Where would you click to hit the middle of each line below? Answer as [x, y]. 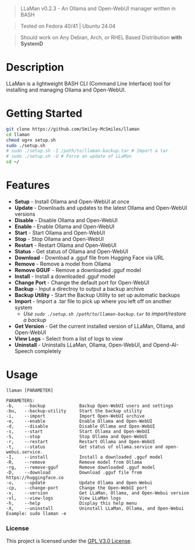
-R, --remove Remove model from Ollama [74, 462]
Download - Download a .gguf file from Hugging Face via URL [89, 257]
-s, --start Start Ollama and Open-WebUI [78, 431]
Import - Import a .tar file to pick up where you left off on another [93, 301]
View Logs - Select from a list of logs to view [69, 338]
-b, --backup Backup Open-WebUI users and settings [90, 406]
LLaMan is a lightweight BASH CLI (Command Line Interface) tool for [88, 83]
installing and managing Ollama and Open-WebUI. [66, 90]
